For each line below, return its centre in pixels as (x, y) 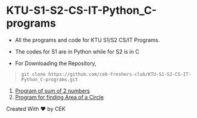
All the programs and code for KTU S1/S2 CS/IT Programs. (87, 40)
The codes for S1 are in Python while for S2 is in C (77, 51)
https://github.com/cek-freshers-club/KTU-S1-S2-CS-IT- (120, 74)
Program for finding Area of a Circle (59, 97)
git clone (33, 74)
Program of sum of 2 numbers (52, 90)
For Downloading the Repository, (55, 63)
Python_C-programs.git (49, 79)
